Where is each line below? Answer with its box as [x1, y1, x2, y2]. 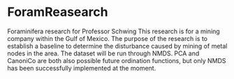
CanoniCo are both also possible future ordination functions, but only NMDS [7, 56, 226, 64]
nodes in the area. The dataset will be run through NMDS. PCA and [7, 49, 200, 58]
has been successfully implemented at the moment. [7, 64, 156, 72]
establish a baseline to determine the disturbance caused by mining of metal [7, 42, 228, 50]
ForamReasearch [7, 4, 108, 20]
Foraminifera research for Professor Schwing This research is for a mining [7, 27, 220, 35]
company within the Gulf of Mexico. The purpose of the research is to [7, 34, 208, 42]
